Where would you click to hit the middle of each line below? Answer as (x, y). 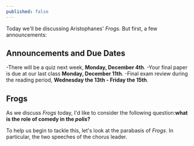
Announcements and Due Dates (66, 53)
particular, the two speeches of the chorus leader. (67, 137)
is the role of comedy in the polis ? (48, 119)
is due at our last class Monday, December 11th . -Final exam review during (97, 74)
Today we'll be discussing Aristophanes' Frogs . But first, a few (82, 28)
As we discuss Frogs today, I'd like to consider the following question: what (97, 113)
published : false (27, 12)
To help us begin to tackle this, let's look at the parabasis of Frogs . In (90, 131)
